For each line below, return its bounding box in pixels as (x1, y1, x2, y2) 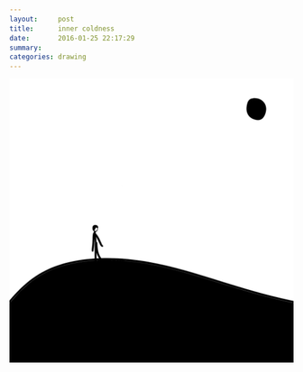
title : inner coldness (9, 23, 115, 33)
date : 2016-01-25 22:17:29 (9, 33, 135, 42)
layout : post (9, 14, 75, 23)
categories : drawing (9, 52, 87, 62)
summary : (9, 43, 42, 52)
